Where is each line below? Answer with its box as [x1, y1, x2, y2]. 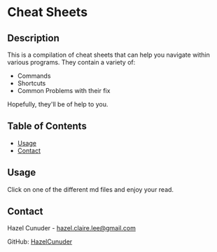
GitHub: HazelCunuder [7, 237, 73, 246]
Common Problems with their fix [17, 87, 111, 94]
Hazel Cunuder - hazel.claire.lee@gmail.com [7, 224, 136, 232]
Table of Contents [7, 120, 87, 132]
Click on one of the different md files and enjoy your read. [7, 185, 174, 193]
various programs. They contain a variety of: [7, 58, 136, 66]
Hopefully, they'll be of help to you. [7, 100, 108, 108]
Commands [17, 71, 51, 80]
